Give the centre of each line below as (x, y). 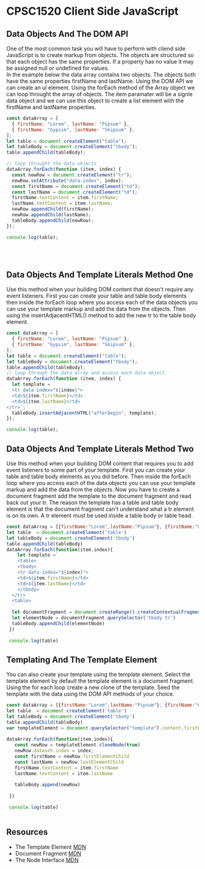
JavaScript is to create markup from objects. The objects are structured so (100, 55)
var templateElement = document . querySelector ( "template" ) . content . (95, 728)
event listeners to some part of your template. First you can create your (96, 470)
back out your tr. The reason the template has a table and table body (92, 502)
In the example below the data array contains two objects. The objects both (101, 74)
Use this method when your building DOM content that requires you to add (100, 463)
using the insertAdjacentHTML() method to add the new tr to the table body (101, 315)
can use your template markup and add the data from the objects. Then (96, 309)
